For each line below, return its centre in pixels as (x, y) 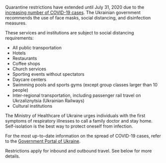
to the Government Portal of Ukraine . (43, 141)
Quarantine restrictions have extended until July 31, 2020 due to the (75, 7)
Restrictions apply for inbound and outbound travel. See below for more (79, 151)
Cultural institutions (32, 106)
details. (13, 156)
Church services (29, 69)
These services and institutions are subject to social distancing (70, 33)
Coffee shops (26, 64)
